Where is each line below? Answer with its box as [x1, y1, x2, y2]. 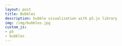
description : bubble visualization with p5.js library [5, 16, 118, 21]
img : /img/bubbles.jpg [5, 20, 51, 25]
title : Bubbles [5, 11, 36, 16]
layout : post [5, 7, 31, 12]
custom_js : [5, 25, 27, 30]
